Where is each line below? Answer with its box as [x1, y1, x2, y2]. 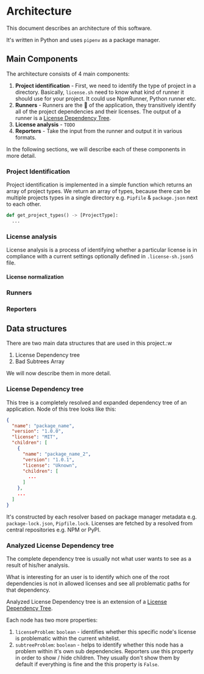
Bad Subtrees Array [15, 358, 65, 365]
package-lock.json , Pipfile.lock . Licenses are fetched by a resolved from [6, 519, 193, 527]
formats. [15, 133, 37, 141]
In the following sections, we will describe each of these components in [6, 145, 186, 153]
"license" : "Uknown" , [22, 462, 78, 469]
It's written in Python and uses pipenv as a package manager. [6, 36, 160, 43]
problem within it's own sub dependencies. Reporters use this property [15, 647, 194, 654]
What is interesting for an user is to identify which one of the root [6, 573, 170, 580]
